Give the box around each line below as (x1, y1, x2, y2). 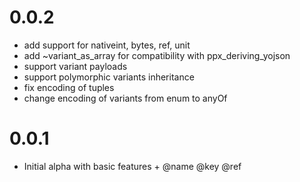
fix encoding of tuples (23, 81, 115, 93)
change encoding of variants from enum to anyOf (23, 92, 228, 104)
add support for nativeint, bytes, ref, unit (23, 39, 191, 51)
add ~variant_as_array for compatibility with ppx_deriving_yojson (23, 49, 291, 61)
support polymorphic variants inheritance (23, 71, 195, 83)
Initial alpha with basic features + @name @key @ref (23, 160, 242, 172)
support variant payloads (23, 60, 128, 72)
